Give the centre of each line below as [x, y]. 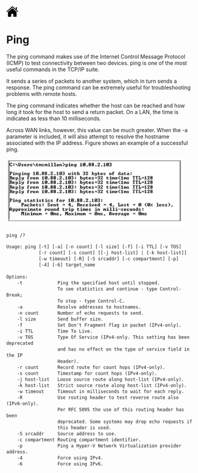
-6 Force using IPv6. [60, 464]
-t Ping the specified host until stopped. [89, 283]
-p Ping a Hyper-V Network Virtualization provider [99, 446]
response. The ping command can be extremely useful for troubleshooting [98, 87]
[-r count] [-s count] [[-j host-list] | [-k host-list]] [113, 253]
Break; [14, 295]
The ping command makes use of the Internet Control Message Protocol [96, 56]
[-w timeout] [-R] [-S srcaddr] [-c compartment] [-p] [109, 259]
